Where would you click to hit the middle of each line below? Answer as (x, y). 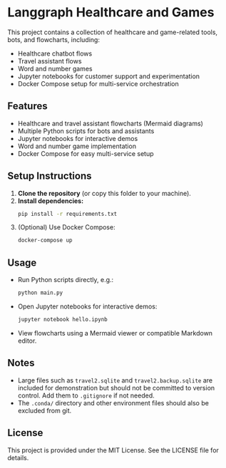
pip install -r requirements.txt (67, 214)
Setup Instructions (50, 176)
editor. (27, 340)
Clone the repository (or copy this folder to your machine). (104, 193)
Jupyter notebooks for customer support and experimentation (109, 76)
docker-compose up (45, 240)
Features (27, 106)
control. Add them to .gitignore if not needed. (86, 395)
